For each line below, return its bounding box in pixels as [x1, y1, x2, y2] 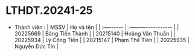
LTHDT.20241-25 [5, 4, 93, 17]
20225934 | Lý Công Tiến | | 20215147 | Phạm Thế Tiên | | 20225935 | [14, 36, 190, 43]
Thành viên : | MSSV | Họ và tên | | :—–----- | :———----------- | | [14, 23, 179, 31]
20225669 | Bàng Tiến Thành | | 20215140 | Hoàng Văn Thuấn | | [14, 30, 176, 37]
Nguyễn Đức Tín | [14, 43, 59, 50]
